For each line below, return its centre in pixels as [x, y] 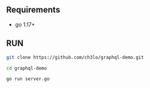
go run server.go [28, 79]
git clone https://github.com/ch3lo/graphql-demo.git [75, 57]
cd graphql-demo [27, 68]
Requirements [33, 10]
